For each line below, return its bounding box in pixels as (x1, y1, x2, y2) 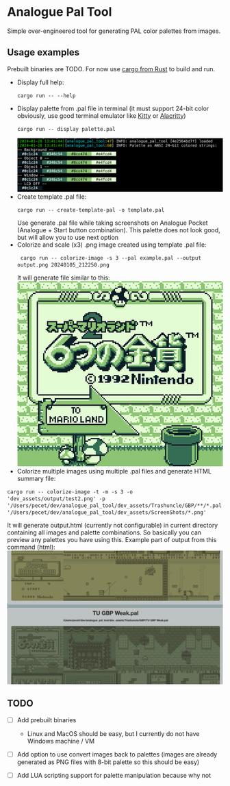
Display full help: (16, 78, 64, 86)
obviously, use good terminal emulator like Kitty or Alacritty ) (16, 111, 186, 120)
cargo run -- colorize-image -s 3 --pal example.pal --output (20, 255, 202, 262)
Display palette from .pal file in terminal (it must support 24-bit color (16, 104, 209, 112)
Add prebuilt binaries (16, 715, 77, 724)
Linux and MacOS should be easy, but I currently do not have (27, 729, 200, 737)
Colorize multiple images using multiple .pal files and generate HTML (16, 467, 212, 476)
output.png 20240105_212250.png (16, 262, 110, 269)
